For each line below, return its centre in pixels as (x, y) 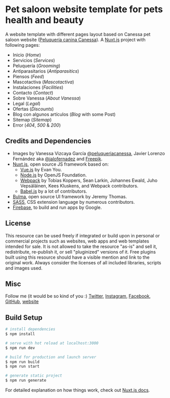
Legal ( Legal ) (26, 103)
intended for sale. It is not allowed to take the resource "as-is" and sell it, (81, 246)
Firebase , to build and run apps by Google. (57, 207)
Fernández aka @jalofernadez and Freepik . (57, 159)
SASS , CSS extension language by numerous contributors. (74, 202)
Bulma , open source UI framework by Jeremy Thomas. (70, 196)
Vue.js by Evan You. (41, 169)
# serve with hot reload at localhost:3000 (52, 343)
